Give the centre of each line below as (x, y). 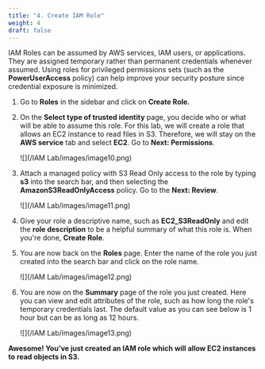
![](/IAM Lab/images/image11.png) (75, 206)
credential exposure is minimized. (63, 86)
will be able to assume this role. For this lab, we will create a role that (132, 126)
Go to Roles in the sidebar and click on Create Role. (105, 102)
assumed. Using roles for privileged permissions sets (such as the (116, 70)
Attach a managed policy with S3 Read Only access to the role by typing (138, 173)
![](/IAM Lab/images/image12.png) (76, 277)
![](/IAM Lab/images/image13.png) (76, 333)
